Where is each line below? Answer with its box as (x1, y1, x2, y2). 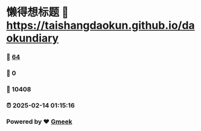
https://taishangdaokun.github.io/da (6, 19, 195, 32)
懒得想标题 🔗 (6, 5, 69, 19)
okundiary (6, 31, 59, 45)
